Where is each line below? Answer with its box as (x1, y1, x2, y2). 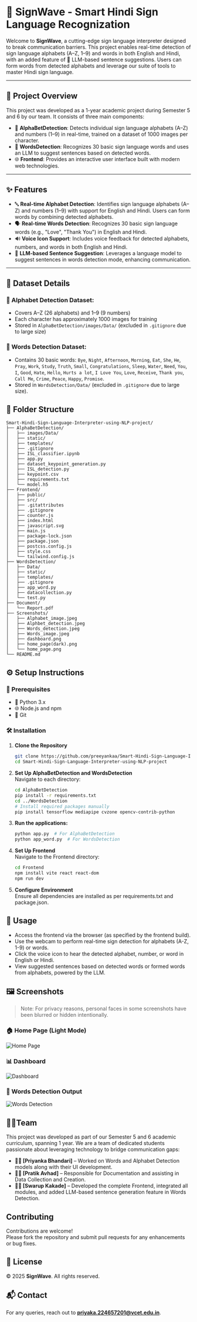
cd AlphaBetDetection (14, 787, 67, 793)
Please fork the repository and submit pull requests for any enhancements (6, 1233, 185, 1240)
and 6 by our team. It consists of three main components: (6, 113, 145, 120)
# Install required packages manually (14, 803, 110, 809)
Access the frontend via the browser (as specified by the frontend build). (14, 932, 191, 939)
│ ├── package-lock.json (6, 533, 72, 539)
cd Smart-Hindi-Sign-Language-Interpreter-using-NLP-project (14, 759, 168, 765)
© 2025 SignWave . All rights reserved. (6, 1273, 100, 1280)
